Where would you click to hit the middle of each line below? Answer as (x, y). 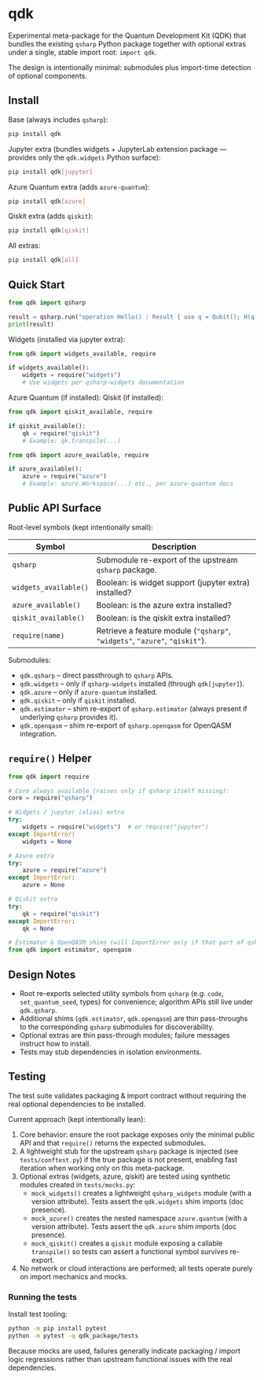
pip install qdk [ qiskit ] (49, 231)
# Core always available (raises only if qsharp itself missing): (119, 791)
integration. (38, 733)
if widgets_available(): (49, 368)
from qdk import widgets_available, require (82, 354)
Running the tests (42, 1297)
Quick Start (37, 284)
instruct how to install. (55, 1044)
